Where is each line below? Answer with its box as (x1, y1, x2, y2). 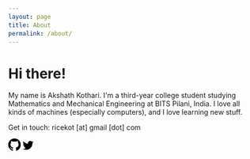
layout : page (8, 13, 51, 21)
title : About (8, 21, 51, 29)
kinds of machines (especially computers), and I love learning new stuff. (8, 108, 243, 117)
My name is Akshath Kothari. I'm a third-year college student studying (8, 91, 237, 100)
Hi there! (8, 64, 66, 82)
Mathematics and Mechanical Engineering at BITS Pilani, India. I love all (8, 99, 241, 108)
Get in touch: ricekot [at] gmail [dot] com (8, 123, 141, 132)
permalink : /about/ (8, 29, 73, 37)
